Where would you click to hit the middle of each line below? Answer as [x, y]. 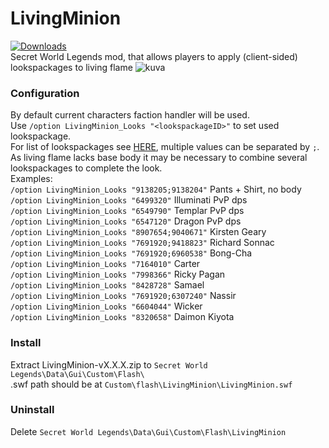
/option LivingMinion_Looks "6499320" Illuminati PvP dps [129, 200]
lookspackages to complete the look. [86, 168]
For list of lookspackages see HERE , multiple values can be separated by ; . [165, 147]
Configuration [45, 93]
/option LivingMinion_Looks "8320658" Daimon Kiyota [122, 317]
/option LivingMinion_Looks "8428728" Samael [107, 285]
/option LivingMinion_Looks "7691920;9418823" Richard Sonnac [142, 243]
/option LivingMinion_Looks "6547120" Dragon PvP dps [126, 221]
